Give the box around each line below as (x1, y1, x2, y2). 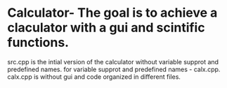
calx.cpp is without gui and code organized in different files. (7, 72, 181, 81)
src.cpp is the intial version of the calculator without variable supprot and (7, 57, 219, 66)
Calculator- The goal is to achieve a (7, 5, 218, 21)
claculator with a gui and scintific (7, 20, 205, 36)
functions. (7, 35, 69, 50)
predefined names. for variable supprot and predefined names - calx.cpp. (7, 65, 221, 73)
